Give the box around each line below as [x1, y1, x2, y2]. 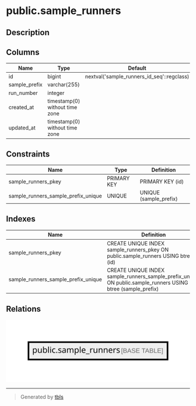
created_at [8, 104, 34, 111]
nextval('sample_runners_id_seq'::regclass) [85, 73, 190, 80]
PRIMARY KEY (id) [139, 178, 184, 185]
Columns [6, 47, 40, 57]
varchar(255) [47, 81, 80, 88]
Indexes [6, 214, 36, 224]
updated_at [8, 124, 36, 131]
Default [128, 64, 147, 71]
